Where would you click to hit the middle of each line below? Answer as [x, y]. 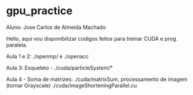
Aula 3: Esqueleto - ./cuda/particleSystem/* [59, 68]
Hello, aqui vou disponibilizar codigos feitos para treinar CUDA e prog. [92, 38]
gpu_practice [39, 11]
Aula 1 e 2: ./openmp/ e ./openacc [48, 56]
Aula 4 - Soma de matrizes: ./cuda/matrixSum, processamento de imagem [97, 79]
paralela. [17, 45]
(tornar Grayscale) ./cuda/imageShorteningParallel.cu [72, 85]
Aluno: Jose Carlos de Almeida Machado [56, 27]
